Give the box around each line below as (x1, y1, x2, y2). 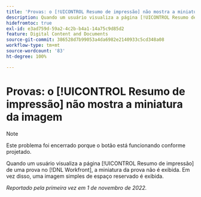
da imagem (6, 110, 63, 124)
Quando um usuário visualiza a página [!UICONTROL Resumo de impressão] (6, 160, 194, 167)
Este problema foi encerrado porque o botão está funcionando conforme (6, 142, 185, 149)
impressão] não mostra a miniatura (6, 97, 184, 111)
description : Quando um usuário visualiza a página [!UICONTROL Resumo (6, 14, 188, 20)
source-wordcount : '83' (6, 48, 66, 54)
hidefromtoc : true (6, 20, 52, 26)
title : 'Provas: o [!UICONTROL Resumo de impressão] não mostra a (6, 8, 175, 15)
